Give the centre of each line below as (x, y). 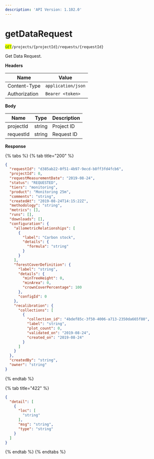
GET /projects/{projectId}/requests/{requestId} (55, 47)
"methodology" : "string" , (36, 206)
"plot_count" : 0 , (44, 328)
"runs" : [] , (22, 215)
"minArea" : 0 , (37, 283)
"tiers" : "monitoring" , (33, 187)
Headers (14, 65)
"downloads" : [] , (27, 219)
